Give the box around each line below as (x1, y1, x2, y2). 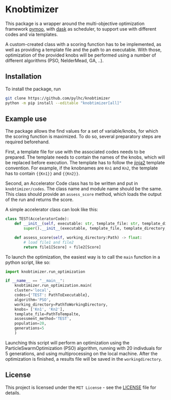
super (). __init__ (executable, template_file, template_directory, (23, 226, 167, 231)
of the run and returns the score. (5, 196, 74, 203)
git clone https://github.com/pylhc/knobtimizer (5, 95, 110, 101)
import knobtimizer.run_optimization (5, 269, 85, 274)
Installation (5, 72, 42, 81)
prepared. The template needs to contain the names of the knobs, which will (5, 154, 165, 160)
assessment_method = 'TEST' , (14, 316, 72, 321)
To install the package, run (5, 86, 61, 92)
